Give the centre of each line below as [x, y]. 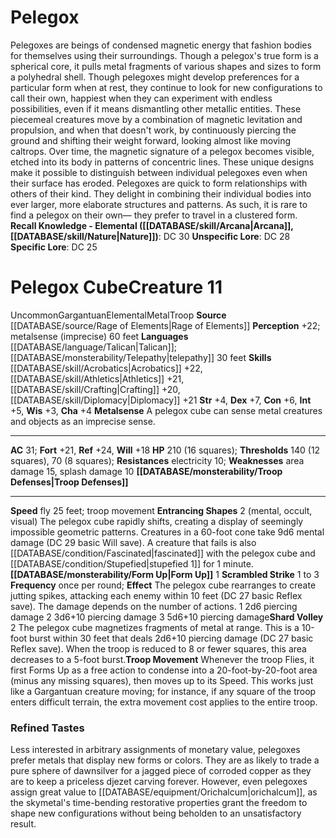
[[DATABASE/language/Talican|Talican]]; [94, 347]
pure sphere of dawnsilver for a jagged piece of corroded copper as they [161, 771]
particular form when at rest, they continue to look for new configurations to [166, 87]
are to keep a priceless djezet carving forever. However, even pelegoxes [159, 782]
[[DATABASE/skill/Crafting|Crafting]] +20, [95, 389]
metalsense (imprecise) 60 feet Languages [99, 336]
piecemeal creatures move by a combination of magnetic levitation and [156, 119]
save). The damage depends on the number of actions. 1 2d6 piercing [154, 606]
